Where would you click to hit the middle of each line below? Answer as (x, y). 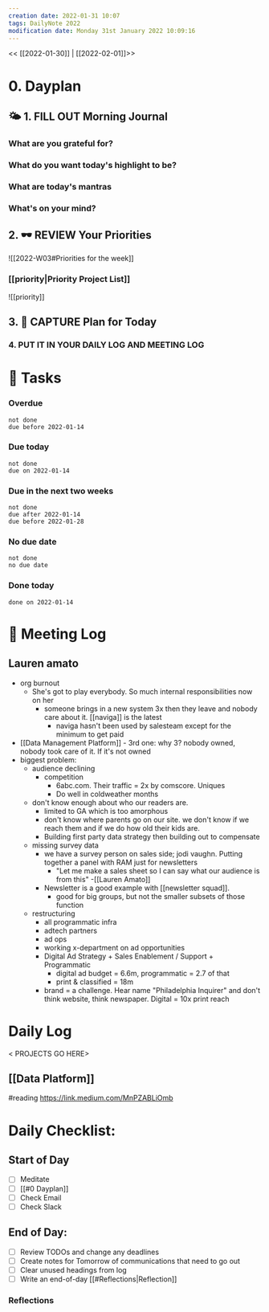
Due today (29, 447)
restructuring (53, 913)
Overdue (26, 403)
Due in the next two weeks (61, 491)
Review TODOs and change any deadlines (89, 1252)
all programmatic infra (80, 922)
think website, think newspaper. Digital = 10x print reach (137, 999)
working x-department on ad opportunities (114, 947)
